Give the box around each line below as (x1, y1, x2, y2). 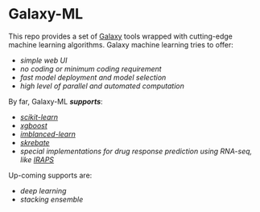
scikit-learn (19, 112, 59, 121)
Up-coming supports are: (8, 170, 93, 180)
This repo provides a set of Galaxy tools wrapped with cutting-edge (8, 31, 233, 41)
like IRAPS (19, 154, 55, 165)
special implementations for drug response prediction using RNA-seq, (19, 146, 253, 156)
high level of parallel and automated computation (19, 81, 185, 91)
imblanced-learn (19, 129, 76, 139)
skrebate (19, 137, 50, 147)
